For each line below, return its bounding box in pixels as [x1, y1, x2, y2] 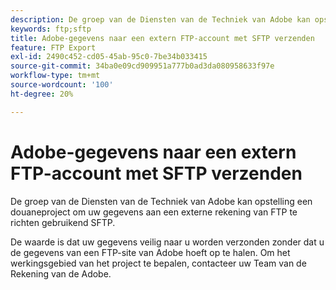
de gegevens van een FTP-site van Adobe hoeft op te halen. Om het [10, 246, 291, 258]
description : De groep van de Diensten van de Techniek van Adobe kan [10, 14, 311, 25]
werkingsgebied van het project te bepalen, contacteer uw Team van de [10, 257, 307, 269]
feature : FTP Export [10, 42, 97, 53]
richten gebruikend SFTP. [10, 216, 116, 228]
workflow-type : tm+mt [10, 71, 101, 81]
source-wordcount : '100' [10, 80, 114, 90]
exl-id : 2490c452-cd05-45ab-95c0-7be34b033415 [10, 52, 208, 62]
